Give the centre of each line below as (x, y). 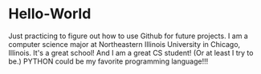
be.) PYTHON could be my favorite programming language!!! (108, 61)
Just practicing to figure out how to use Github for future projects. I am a (128, 36)
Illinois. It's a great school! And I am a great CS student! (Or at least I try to (131, 53)
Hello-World (50, 14)
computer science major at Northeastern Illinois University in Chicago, (124, 44)
